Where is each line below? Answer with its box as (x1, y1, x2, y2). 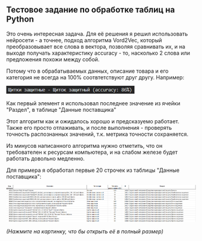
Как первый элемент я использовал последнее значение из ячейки (6, 99, 180, 107)
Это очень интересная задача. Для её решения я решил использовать (6, 30, 188, 37)
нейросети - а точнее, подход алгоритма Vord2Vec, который (6, 36, 162, 44)
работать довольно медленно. (6, 154, 85, 162)
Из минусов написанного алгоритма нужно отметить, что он (6, 142, 163, 149)
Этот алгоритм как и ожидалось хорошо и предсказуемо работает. (6, 117, 180, 125)
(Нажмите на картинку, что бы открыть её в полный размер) (6, 228, 164, 235)
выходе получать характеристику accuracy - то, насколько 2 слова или (6, 49, 191, 56)
